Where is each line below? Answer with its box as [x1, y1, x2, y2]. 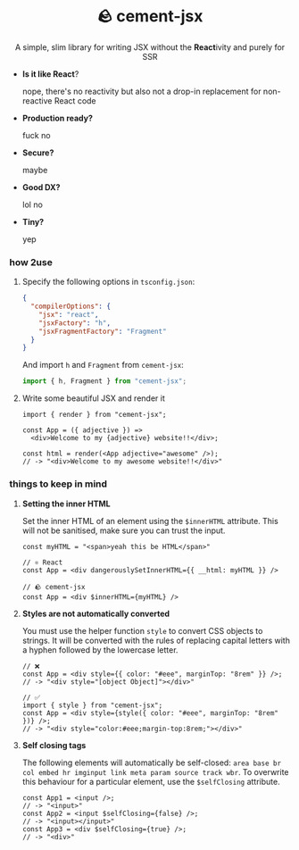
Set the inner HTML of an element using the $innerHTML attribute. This [21, 515, 278, 526]
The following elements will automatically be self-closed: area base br [21, 757, 282, 768]
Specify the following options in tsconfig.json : [21, 277, 195, 287]
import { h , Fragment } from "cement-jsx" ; [21, 377, 187, 386]
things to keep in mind [9, 478, 108, 490]
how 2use [9, 255, 54, 268]
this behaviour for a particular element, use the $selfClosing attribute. [21, 776, 280, 787]
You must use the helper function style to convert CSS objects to [21, 625, 263, 636]
